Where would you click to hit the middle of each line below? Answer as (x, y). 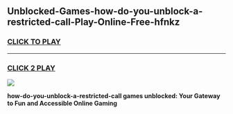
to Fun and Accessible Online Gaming (62, 103)
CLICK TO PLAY (34, 42)
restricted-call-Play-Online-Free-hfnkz (94, 22)
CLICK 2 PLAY (31, 68)
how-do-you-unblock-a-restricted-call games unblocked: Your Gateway (114, 95)
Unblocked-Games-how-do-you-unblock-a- (105, 11)
